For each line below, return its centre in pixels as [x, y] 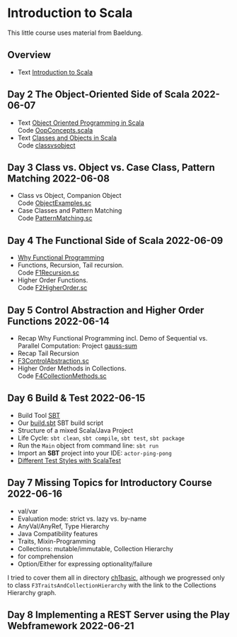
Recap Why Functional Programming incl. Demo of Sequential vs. [112, 338]
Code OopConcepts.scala [55, 130]
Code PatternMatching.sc [55, 218]
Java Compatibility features [58, 533]
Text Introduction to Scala [55, 72]
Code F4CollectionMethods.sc [62, 376]
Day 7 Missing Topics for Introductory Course [110, 483]
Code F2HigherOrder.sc [52, 288]
